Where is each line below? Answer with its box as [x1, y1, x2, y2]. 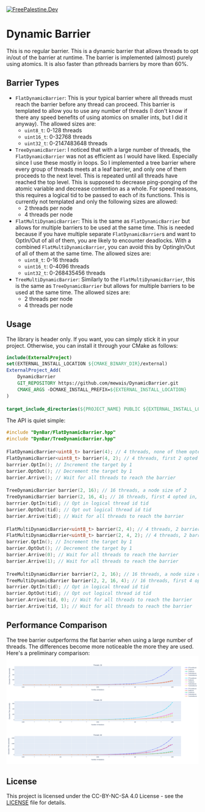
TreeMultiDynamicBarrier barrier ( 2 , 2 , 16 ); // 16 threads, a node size [6, 571, 195, 577]
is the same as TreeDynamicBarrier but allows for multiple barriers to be [15, 282, 195, 289]
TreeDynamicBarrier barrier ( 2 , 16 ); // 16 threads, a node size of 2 [6, 487, 187, 494]
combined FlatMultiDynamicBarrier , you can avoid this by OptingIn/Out [15, 243, 195, 250]
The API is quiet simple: [6, 417, 66, 424]
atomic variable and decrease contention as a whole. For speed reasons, [15, 185, 198, 192]
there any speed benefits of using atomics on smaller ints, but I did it [15, 113, 188, 121]
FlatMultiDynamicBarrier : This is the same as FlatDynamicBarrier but [15, 217, 190, 225]
